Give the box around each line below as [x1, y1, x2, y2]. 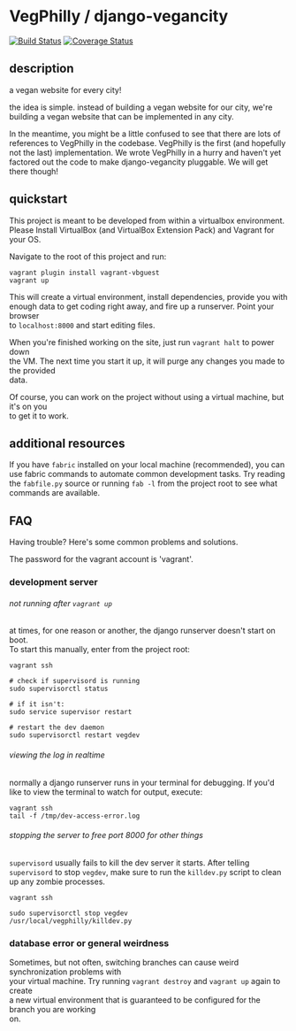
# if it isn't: [9, 700, 65, 709]
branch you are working [9, 1004, 96, 1015]
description [9, 61, 74, 76]
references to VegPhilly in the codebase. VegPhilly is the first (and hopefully [9, 137, 286, 148]
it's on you [9, 401, 48, 412]
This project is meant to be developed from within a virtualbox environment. [9, 215, 285, 226]
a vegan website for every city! [9, 84, 122, 95]
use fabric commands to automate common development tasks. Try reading [9, 469, 285, 480]
